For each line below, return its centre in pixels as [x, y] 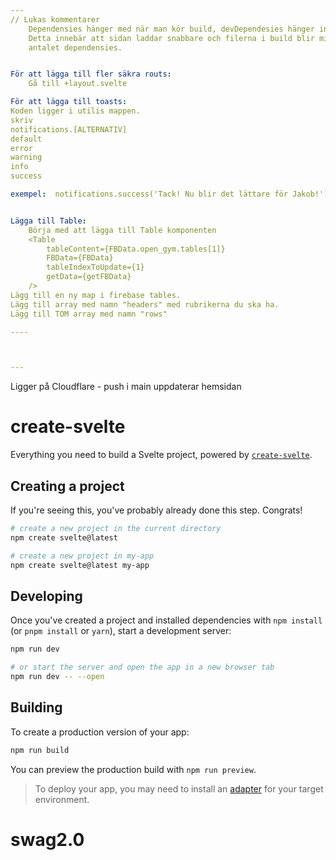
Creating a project [67, 486]
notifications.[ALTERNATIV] [69, 129]
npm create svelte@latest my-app [80, 565]
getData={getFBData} [89, 277]
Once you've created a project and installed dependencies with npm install [166, 620]
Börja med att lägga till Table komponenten [122, 230]
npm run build [40, 750]
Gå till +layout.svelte [78, 84]
